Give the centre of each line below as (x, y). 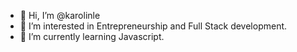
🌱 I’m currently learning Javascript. (92, 36)
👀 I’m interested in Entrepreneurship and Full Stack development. (153, 26)
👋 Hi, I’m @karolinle (60, 15)
